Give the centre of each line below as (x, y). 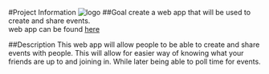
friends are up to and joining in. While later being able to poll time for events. (134, 61)
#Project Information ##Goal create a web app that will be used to (130, 12)
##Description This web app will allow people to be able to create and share (134, 45)
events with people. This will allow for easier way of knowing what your (126, 53)
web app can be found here (54, 29)
